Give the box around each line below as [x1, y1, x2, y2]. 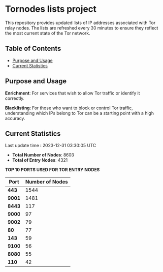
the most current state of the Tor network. [5, 30, 90, 36]
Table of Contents [5, 44, 62, 53]
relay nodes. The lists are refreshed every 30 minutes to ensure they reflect [5, 25, 159, 30]
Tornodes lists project [5, 3, 97, 15]
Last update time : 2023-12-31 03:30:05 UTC [5, 143, 96, 149]
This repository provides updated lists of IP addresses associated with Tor [5, 20, 156, 26]
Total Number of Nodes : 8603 [12, 152, 74, 158]
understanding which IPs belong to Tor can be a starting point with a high [5, 110, 154, 116]
